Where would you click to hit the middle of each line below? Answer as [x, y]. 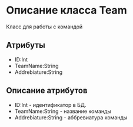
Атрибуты [26, 45]
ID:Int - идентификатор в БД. [50, 105]
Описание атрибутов [47, 91]
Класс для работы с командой [44, 27]
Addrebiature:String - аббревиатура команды [71, 117]
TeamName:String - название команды [63, 111]
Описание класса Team [67, 10]
